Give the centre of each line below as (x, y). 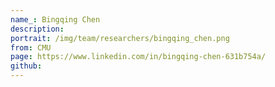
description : (37, 29)
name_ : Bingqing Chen (55, 19)
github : (26, 66)
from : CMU (31, 47)
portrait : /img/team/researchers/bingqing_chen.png (120, 38)
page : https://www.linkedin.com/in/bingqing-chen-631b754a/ (138, 57)
